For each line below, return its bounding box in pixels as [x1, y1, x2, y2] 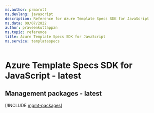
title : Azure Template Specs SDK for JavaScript [5, 35, 106, 39]
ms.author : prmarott [5, 7, 47, 12]
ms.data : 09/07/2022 [5, 20, 47, 26]
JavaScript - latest [5, 70, 81, 81]
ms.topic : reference [5, 30, 47, 35]
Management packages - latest [5, 90, 102, 98]
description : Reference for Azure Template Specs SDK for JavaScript [5, 16, 150, 21]
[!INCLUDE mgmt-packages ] [5, 102, 62, 108]
